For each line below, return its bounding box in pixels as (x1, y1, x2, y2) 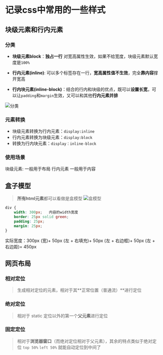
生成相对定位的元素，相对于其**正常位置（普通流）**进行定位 (17, 287, 142, 293)
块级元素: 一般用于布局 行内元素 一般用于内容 (5, 166, 96, 172)
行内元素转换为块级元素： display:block (12, 134, 93, 140)
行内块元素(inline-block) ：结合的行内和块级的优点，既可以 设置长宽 (12, 86, 148, 92)
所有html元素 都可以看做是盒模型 (17, 196, 83, 201)
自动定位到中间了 (67, 344, 101, 350)
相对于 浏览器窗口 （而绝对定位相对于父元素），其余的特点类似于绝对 (17, 338, 153, 344)
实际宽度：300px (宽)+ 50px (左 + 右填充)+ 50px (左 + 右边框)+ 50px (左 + (5, 238, 155, 244)
